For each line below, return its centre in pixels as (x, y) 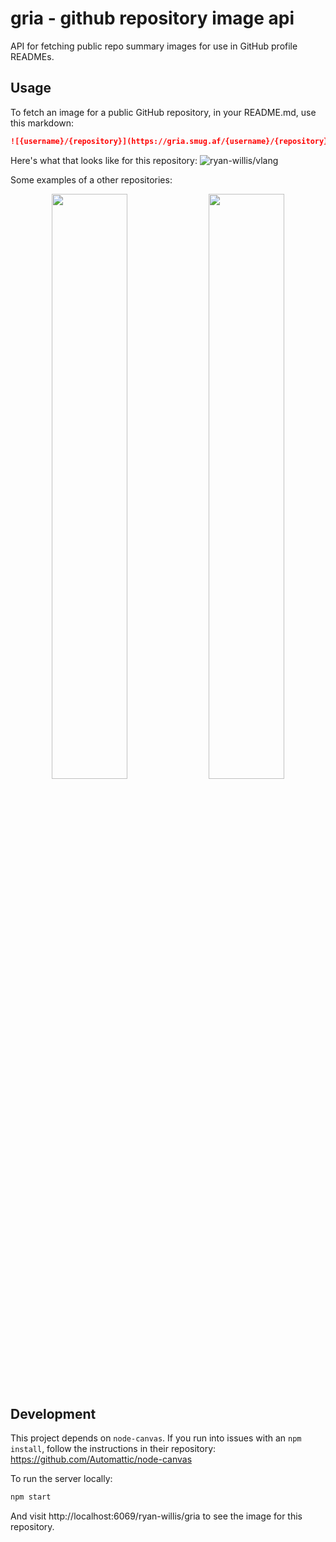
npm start (31, 1497)
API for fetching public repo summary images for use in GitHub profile (154, 46)
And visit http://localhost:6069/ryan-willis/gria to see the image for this (156, 1516)
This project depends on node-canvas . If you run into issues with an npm (156, 1438)
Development (53, 1414)
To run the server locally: (61, 1479)
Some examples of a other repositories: (91, 179)
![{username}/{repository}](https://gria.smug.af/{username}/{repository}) (171, 141)
